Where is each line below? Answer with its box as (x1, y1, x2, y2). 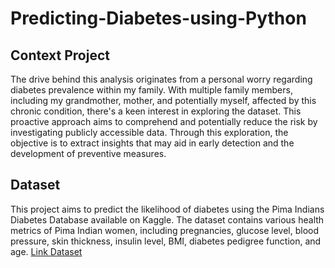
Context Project (10, 47, 110, 64)
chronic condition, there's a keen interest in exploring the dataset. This (10, 105, 302, 117)
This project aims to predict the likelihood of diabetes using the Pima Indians (10, 203, 325, 215)
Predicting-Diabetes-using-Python (10, 7, 307, 30)
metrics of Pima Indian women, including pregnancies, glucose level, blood (10, 224, 319, 236)
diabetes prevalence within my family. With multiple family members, (10, 84, 293, 96)
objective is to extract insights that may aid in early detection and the (10, 137, 295, 149)
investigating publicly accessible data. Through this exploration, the (10, 127, 289, 138)
